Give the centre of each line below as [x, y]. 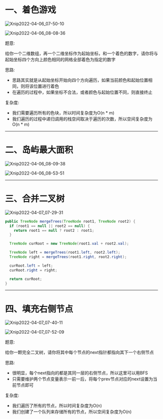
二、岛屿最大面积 [39, 150]
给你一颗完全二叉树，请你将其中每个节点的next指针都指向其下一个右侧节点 [80, 353]
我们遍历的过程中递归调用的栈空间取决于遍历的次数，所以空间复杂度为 [82, 119]
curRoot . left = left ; [31, 266]
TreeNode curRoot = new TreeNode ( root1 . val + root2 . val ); [69, 244]
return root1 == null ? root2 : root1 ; [54, 230]
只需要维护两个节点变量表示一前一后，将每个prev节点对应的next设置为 [82, 379]
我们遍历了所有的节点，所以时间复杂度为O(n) [57, 406]
